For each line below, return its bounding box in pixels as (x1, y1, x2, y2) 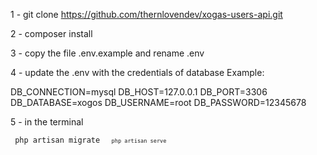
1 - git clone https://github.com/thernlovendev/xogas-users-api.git (10, 9, 283, 20)
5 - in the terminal (10, 116, 84, 128)
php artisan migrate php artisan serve (14, 135, 167, 145)
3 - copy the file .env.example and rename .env (10, 47, 205, 59)
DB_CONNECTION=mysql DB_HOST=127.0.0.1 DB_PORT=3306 (10, 86, 268, 98)
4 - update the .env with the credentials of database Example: (10, 67, 265, 78)
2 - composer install (10, 28, 93, 39)
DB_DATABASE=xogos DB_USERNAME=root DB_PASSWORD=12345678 (10, 97, 307, 108)
